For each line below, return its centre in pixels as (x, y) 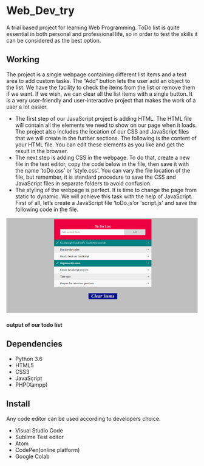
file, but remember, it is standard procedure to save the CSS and (95, 177)
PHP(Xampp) (31, 384)
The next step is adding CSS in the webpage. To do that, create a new (102, 157)
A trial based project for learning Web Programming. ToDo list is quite (93, 27)
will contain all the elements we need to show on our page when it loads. (106, 125)
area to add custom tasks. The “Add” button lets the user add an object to (98, 81)
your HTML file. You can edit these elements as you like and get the (100, 145)
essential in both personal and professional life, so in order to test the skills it (102, 34)
